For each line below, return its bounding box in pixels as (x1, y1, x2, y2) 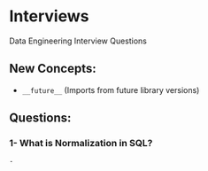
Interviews (9, 6, 89, 27)
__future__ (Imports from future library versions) (21, 84, 200, 95)
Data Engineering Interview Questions (9, 35, 148, 46)
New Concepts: (9, 61, 96, 76)
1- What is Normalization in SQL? (9, 137, 153, 150)
